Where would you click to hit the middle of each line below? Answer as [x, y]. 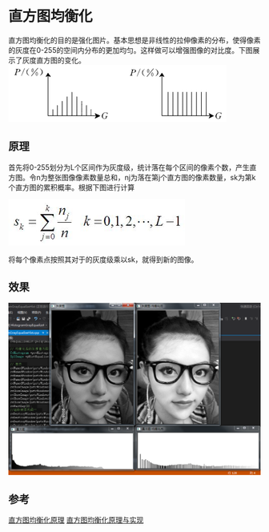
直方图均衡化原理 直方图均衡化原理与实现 [76, 520]
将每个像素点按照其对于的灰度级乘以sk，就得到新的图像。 [103, 259]
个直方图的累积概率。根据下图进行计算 [71, 187]
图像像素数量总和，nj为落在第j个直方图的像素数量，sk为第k [159, 177]
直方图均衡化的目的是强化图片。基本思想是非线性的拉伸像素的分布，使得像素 [134, 40]
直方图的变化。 [60, 60]
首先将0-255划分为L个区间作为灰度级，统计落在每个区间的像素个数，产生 [129, 167]
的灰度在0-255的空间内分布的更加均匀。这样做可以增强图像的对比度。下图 [130, 50]
